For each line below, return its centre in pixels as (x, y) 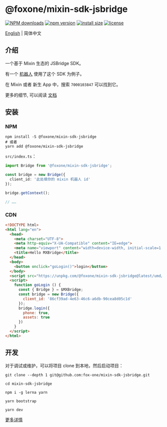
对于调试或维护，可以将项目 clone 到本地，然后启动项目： (64, 365)
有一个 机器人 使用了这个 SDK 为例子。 (45, 74)
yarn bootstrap (21, 401)
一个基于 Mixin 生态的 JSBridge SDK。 (44, 63)
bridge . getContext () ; (28, 193)
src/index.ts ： (21, 156)
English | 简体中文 (23, 33)
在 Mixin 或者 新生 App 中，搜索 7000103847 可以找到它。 (63, 84)
